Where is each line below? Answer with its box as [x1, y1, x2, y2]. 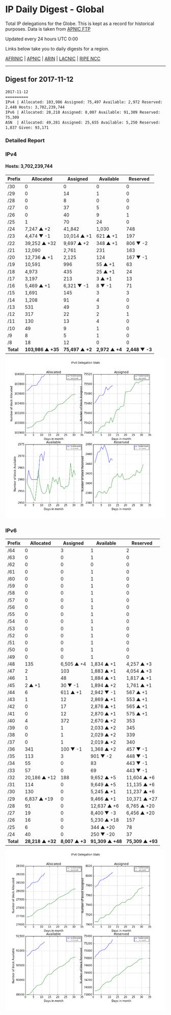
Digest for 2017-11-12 [5, 75, 74, 84]
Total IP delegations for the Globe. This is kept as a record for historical [5, 20, 154, 27]
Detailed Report [5, 137, 45, 144]
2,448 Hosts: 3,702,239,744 [5, 105, 65, 110]
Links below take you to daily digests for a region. [5, 45, 109, 52]
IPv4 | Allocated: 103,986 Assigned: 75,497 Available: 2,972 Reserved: [5, 100, 163, 105]
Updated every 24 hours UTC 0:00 [5, 36, 78, 42]
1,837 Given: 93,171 [5, 125, 49, 130]
